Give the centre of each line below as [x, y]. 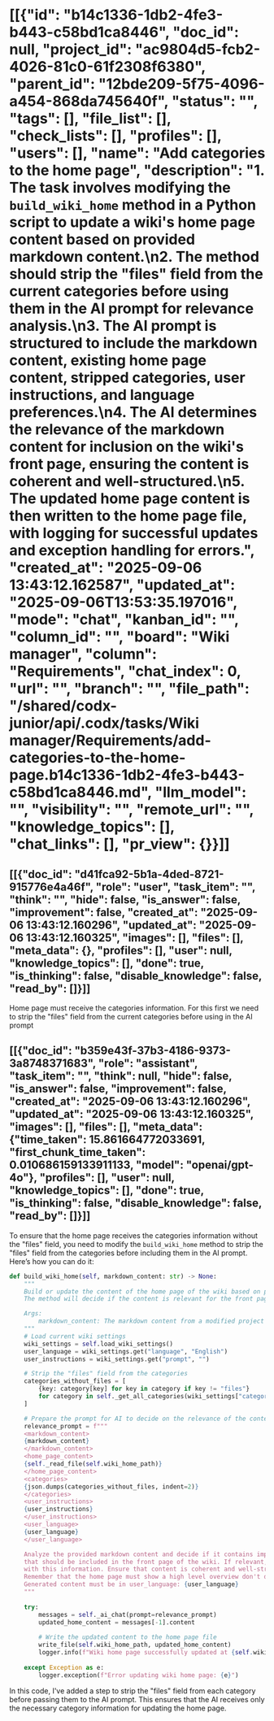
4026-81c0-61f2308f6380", [107, 67]
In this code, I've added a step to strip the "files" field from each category [133, 1691]
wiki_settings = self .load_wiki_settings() [99, 1344]
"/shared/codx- [63, 706]
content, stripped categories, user [128, 378]
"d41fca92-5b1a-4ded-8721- [149, 874]
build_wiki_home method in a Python [133, 205]
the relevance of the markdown [117, 430]
